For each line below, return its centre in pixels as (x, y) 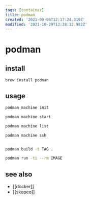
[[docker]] (23, 187)
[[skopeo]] (24, 192)
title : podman (20, 15)
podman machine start (28, 117)
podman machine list (27, 126)
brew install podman (27, 80)
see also (19, 174)
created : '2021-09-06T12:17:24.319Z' (45, 19)
